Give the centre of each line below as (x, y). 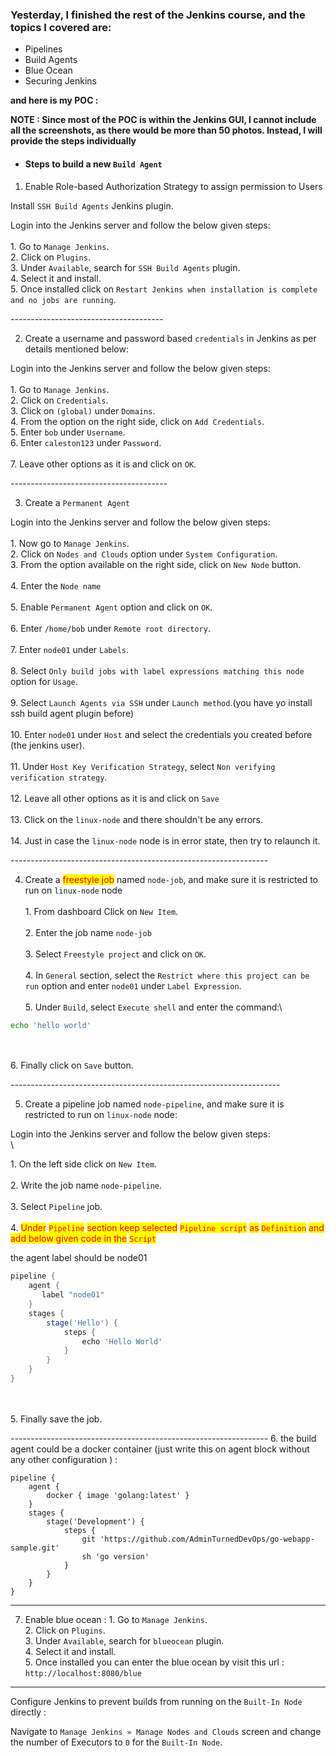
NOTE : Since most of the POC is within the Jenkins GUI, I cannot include (163, 120)
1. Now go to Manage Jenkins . (70, 543)
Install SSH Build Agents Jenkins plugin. (92, 205)
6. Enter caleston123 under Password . (86, 442)
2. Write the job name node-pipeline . (86, 1185)
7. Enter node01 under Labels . (70, 649)
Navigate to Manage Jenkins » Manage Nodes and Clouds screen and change (166, 1731)
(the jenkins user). (47, 745)
